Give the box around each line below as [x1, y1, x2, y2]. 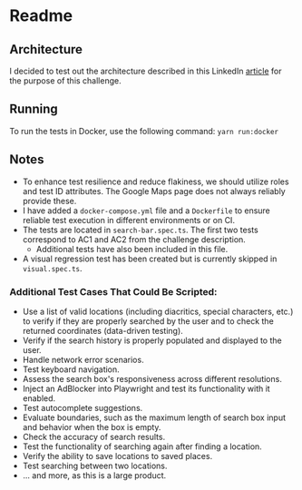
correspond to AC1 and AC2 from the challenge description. [22, 233, 247, 245]
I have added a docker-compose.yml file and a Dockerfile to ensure [22, 205, 270, 216]
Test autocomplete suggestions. [22, 402, 143, 413]
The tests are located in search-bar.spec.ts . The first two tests [22, 224, 258, 235]
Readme [9, 5, 73, 26]
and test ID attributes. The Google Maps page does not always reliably [22, 185, 286, 196]
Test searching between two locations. [22, 460, 168, 471]
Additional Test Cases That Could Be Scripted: [9, 285, 218, 298]
